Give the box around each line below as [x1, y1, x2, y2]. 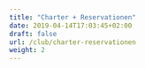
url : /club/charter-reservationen [9, 37, 137, 47]
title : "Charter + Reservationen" [9, 12, 137, 22]
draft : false [9, 29, 57, 38]
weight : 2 [9, 46, 46, 55]
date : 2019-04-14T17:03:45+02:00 [9, 21, 133, 30]
